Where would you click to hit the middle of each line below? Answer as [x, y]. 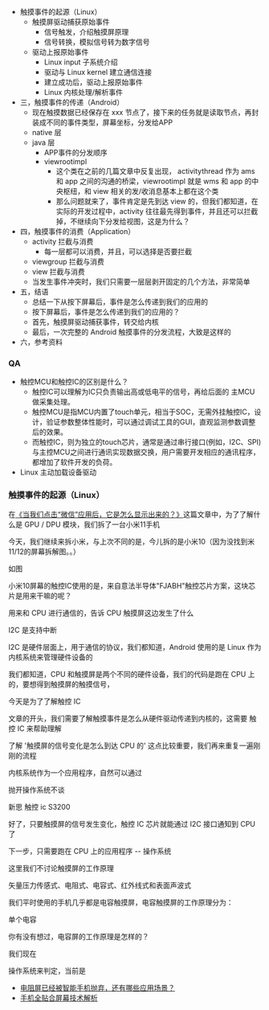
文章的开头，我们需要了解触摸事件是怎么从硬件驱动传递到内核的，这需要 [128, 718]
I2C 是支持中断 [33, 630]
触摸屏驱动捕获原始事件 [71, 22]
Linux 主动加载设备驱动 [58, 472]
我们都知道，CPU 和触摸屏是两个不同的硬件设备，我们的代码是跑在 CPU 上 [132, 674]
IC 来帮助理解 [39, 728]
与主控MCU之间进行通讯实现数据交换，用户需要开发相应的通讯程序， [146, 452]
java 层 [43, 142]
